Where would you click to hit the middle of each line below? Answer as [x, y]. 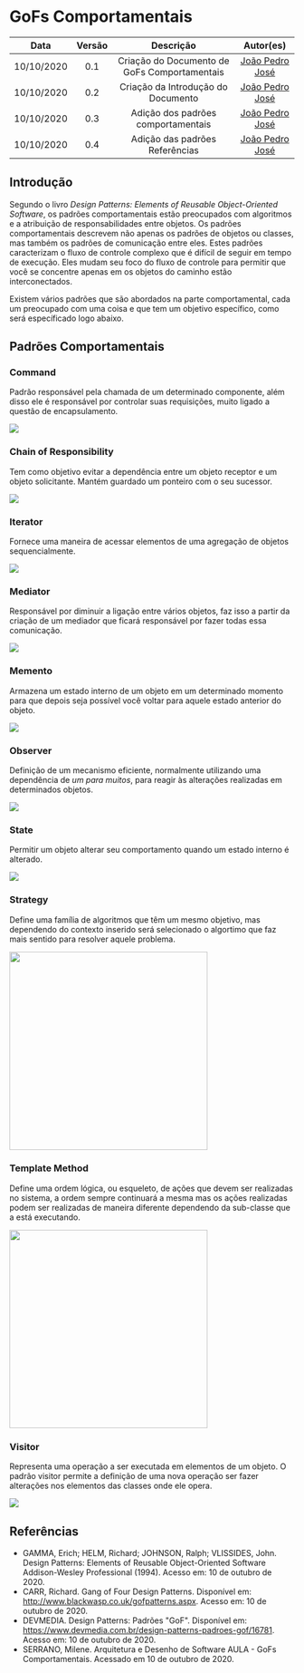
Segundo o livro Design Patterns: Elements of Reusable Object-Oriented [144, 204]
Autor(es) [265, 45]
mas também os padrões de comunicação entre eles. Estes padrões [136, 243]
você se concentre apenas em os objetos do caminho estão [121, 271]
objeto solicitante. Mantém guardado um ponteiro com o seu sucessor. [141, 481]
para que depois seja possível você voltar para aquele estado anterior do [146, 701]
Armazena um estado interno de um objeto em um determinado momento [146, 691]
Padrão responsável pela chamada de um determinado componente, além [147, 392]
